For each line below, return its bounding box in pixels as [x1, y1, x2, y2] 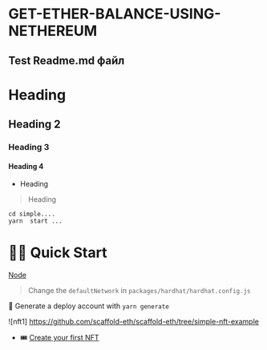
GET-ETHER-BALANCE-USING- [8, 5, 221, 23]
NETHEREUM [8, 22, 98, 40]
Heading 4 [8, 161, 44, 171]
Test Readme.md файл [8, 54, 125, 67]
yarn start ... [8, 217, 63, 225]
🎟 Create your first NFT [19, 333, 99, 343]
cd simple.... [8, 210, 56, 219]
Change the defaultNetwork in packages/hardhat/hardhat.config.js [27, 286, 251, 296]
